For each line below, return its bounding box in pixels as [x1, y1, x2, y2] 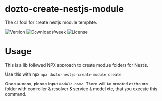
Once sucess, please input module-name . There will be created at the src [5, 81, 148, 86]
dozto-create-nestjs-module [5, 3, 124, 15]
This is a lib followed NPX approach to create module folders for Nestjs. [5, 62, 148, 67]
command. [5, 91, 27, 97]
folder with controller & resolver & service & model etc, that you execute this [5, 86, 158, 92]
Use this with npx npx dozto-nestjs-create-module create [5, 71, 122, 77]
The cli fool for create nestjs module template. [5, 19, 97, 25]
